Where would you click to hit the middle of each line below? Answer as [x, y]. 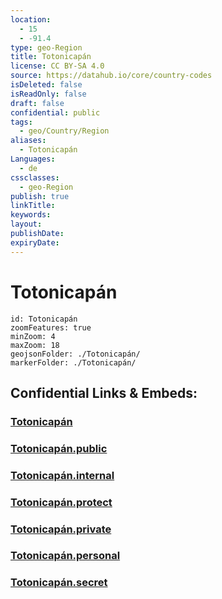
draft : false [37, 103]
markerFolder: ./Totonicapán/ [73, 362]
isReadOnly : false [48, 94]
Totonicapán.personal [65, 556]
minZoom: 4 [33, 336]
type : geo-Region [46, 47]
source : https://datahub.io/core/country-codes [111, 76]
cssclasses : [35, 177]
